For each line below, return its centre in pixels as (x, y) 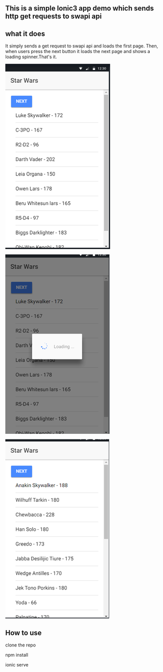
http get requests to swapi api (53, 17)
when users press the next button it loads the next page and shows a (78, 51)
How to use (23, 632)
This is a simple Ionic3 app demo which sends (80, 8)
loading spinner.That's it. (31, 57)
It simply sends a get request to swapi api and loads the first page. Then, (82, 46)
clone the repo (21, 645)
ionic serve (17, 665)
